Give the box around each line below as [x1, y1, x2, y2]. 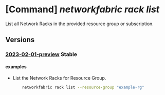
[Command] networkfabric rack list [5, 4, 160, 15]
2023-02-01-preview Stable [5, 51, 77, 58]
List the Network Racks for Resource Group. [12, 75, 106, 81]
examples [5, 63, 27, 70]
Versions [5, 35, 35, 44]
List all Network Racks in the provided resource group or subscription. [5, 21, 154, 27]
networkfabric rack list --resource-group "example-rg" [22, 85, 144, 90]
